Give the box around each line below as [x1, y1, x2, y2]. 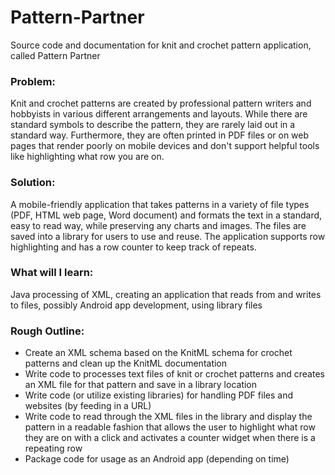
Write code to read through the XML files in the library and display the [24, 411, 313, 423]
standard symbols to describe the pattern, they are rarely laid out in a [10, 119, 296, 131]
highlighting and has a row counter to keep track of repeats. [10, 241, 257, 253]
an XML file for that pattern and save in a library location [24, 379, 258, 391]
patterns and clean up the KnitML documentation [24, 357, 228, 370]
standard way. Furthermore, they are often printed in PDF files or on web [10, 129, 310, 141]
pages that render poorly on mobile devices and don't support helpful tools [10, 140, 320, 152]
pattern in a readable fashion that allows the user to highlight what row [24, 421, 316, 433]
